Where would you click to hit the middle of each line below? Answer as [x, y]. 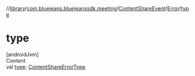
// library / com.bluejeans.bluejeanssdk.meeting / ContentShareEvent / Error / [94, 8]
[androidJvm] [23, 54]
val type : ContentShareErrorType [46, 67]
